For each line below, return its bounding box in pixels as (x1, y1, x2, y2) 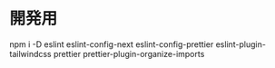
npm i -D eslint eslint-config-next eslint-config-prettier (9, 38, 214, 50)
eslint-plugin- (215, 38, 266, 50)
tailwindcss (9, 48, 52, 59)
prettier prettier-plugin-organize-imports (53, 48, 205, 59)
